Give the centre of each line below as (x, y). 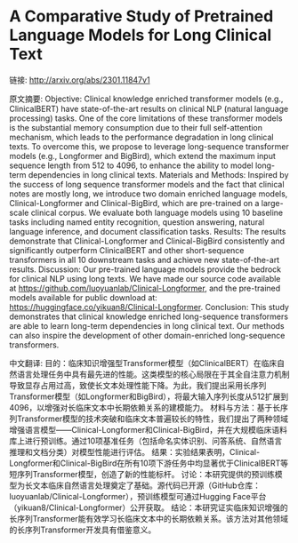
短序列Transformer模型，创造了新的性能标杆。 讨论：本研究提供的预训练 (142, 474)
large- (272, 203)
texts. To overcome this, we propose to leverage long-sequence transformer (149, 146)
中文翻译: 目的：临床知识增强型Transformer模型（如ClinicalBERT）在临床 (143, 363)
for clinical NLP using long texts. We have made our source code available (145, 278)
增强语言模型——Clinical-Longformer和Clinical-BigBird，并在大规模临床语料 (148, 429)
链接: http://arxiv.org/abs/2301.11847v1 (80, 80)
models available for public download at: (83, 297)
